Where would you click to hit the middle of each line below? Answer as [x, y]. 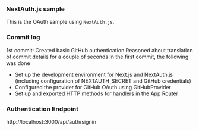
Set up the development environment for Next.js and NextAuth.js [94, 74]
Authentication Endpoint [42, 109]
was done [18, 63]
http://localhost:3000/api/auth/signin [51, 121]
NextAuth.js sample [36, 9]
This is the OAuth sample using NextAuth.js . [60, 22]
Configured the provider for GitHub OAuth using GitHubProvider [93, 87]
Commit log [23, 38]
